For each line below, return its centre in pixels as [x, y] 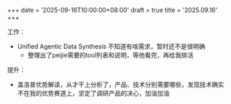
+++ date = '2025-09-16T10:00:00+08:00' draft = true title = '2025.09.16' [112, 10]
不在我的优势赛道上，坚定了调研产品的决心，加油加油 [93, 93]
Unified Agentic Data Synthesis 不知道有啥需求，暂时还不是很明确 [111, 46]
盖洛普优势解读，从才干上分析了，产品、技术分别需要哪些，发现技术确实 [120, 85]
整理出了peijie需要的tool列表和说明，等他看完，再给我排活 [111, 55]
